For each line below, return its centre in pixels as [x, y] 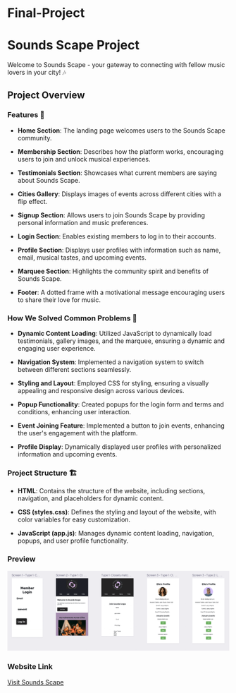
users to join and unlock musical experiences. [84, 159]
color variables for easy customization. [74, 519]
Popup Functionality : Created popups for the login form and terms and [120, 404]
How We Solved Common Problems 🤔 [72, 318]
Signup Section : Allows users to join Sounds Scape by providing [111, 215]
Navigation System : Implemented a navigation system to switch [111, 362]
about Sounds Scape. [49, 180]
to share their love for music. [59, 300]
